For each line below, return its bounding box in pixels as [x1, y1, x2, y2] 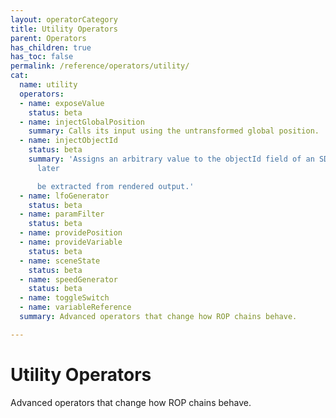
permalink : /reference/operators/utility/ [10, 61, 190, 71]
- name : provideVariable [19, 237, 123, 247]
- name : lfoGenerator [19, 191, 110, 201]
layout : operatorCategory [10, 14, 118, 25]
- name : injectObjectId [19, 136, 118, 146]
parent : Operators [10, 33, 87, 43]
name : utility [19, 80, 78, 90]
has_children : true [10, 42, 92, 53]
